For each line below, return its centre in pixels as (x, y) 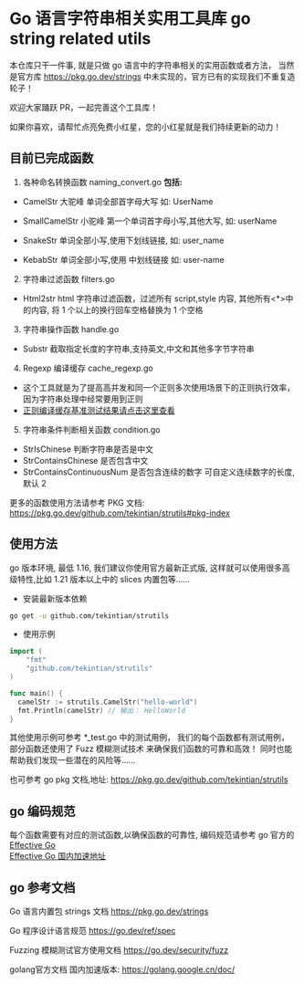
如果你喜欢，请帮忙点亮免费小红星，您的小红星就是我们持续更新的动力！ (145, 126)
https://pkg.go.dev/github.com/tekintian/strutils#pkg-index (120, 513)
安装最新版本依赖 (55, 598)
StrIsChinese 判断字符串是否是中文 (88, 449)
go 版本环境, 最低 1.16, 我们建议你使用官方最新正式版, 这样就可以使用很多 (146, 568)
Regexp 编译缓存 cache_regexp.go (88, 368)
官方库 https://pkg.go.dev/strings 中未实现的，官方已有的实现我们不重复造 (156, 76)
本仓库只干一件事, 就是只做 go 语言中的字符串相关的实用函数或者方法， (143, 65)
